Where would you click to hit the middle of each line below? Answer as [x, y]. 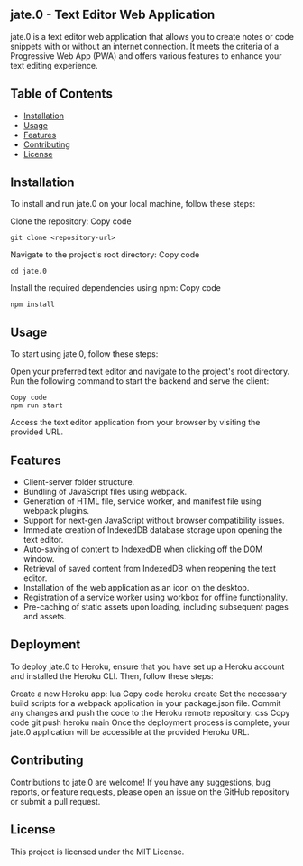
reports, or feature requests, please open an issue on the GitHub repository [150, 792]
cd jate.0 [29, 271]
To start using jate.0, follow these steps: [84, 354]
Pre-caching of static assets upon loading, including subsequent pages [156, 607]
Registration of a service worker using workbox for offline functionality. [155, 597]
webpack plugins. [56, 511]
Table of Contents [62, 94]
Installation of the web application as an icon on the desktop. [136, 588]
